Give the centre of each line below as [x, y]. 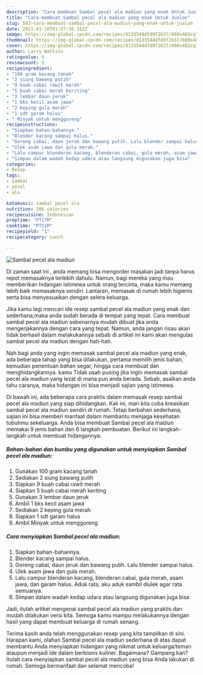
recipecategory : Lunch [35, 237]
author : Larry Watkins [35, 52]
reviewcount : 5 [25, 62]
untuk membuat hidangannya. [64, 435]
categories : [21, 164]
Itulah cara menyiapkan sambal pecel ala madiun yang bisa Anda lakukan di [100, 659]
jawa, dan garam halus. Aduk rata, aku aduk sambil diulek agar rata [98, 584]
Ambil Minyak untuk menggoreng [56, 523]
